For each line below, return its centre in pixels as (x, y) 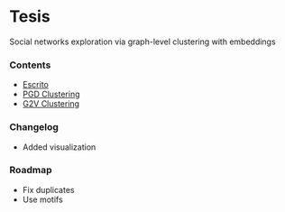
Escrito (36, 85)
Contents (30, 65)
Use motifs (42, 199)
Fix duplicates (48, 189)
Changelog (34, 127)
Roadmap (31, 171)
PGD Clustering (51, 94)
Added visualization (59, 147)
